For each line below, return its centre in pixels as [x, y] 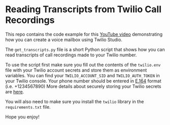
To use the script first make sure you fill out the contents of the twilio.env [83, 65]
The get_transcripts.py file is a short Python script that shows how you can [85, 49]
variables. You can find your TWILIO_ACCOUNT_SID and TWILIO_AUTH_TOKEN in [82, 75]
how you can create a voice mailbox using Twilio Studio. [64, 40]
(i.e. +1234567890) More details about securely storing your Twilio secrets [83, 86]
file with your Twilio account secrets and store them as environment [76, 70]
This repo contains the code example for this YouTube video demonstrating [84, 34]
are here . [15, 91]
